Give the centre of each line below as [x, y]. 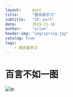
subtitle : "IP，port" [30, 19]
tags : [11, 43]
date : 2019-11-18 [30, 24]
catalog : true [20, 39]
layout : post [23, 10]
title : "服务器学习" [30, 15]
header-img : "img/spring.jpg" [37, 34]
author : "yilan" [27, 29]
